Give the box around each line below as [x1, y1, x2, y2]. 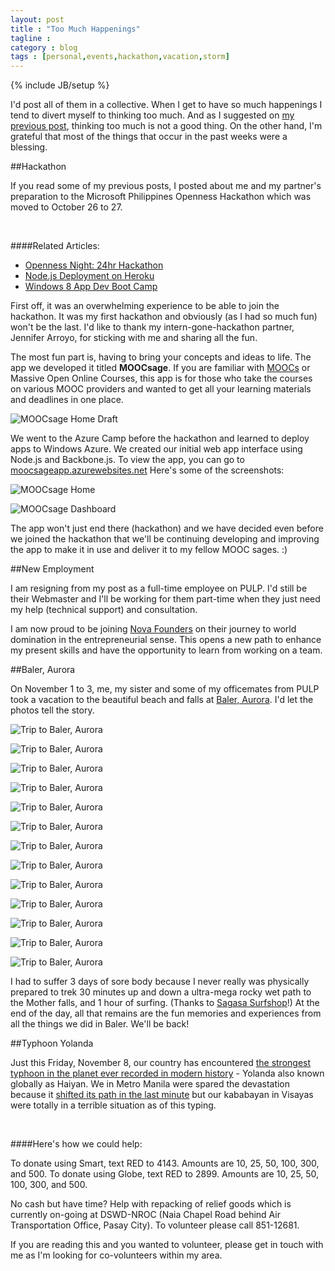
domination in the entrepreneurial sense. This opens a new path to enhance [10, 634, 322, 646]
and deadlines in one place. [10, 394, 124, 406]
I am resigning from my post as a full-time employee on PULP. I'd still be [10, 582, 308, 595]
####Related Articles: [10, 240, 100, 252]
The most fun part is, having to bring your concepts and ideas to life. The [10, 351, 312, 363]
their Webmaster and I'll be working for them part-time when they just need [10, 593, 321, 605]
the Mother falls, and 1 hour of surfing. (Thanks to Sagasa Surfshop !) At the [10, 997, 320, 1009]
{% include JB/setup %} [10, 79, 110, 91]
